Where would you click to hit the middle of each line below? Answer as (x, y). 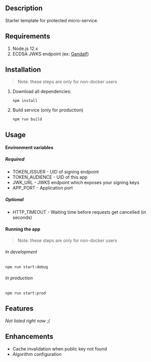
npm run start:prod (26, 293)
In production (19, 278)
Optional (15, 199)
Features (19, 309)
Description (24, 8)
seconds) (22, 218)
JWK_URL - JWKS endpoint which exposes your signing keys (76, 183)
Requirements (28, 37)
